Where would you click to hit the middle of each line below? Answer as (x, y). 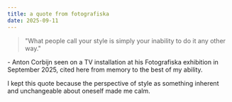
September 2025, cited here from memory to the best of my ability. (105, 69)
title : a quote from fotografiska (59, 14)
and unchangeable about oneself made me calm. (79, 91)
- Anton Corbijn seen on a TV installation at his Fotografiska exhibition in (113, 62)
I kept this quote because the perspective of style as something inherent (113, 83)
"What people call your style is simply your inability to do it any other (125, 40)
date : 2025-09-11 (33, 21)
